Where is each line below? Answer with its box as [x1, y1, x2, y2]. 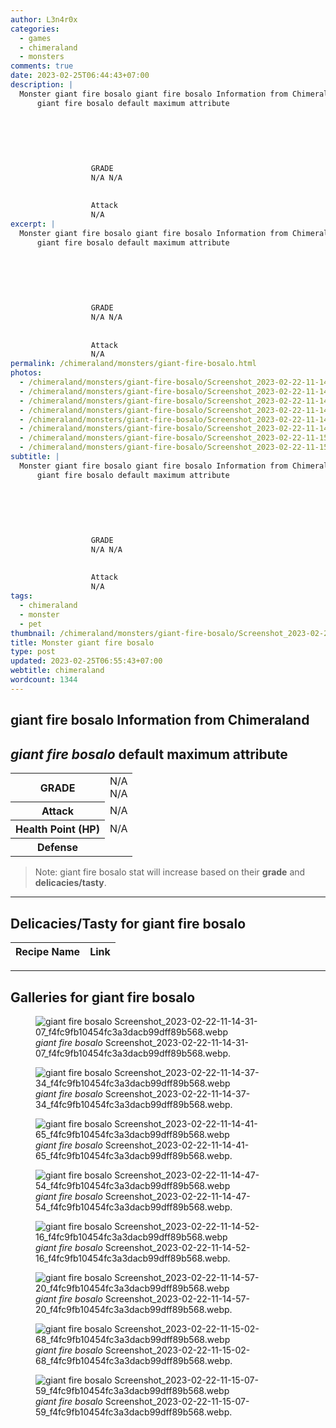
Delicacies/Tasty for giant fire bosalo [10, 915, 247, 932]
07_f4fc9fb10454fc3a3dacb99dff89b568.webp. [35, 1047, 232, 1060]
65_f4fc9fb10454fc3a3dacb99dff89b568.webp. [35, 1150, 233, 1162]
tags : [10, 591, 33, 601]
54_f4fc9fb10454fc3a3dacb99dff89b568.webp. [35, 1201, 233, 1213]
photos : [10, 368, 43, 378]
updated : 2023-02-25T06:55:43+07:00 [10, 656, 163, 666]
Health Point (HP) [15, 822, 100, 836]
